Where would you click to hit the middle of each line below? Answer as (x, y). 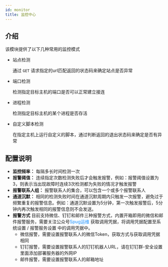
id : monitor (18, 10)
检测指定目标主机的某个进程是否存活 (50, 113)
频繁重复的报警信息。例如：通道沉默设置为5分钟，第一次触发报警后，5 (86, 203)
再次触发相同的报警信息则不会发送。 (59, 209)
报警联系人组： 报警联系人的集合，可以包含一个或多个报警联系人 (79, 190)
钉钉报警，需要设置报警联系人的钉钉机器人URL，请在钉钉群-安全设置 (91, 247)
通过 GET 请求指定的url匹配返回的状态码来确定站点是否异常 (72, 70)
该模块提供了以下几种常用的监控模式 (43, 49)
